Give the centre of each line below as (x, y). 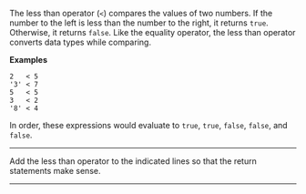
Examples (29, 60)
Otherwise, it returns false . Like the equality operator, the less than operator (153, 32)
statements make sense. (55, 171)
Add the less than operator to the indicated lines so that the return (133, 161)
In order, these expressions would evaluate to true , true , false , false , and (149, 125)
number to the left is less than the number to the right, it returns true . (139, 23)
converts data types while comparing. (81, 42)
